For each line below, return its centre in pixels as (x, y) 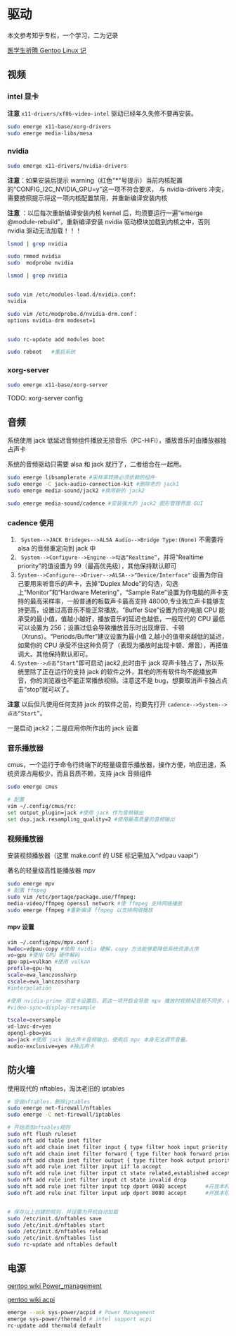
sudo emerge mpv (31, 884)
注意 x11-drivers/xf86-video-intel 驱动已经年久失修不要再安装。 (103, 113)
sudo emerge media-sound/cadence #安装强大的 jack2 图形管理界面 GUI (105, 503)
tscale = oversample (34, 1020)
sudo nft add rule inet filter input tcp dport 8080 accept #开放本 (116, 1187)
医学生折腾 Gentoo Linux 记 (47, 50)
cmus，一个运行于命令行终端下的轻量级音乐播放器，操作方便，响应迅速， (113, 765)
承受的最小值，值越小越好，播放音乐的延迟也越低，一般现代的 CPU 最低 (121, 619)
